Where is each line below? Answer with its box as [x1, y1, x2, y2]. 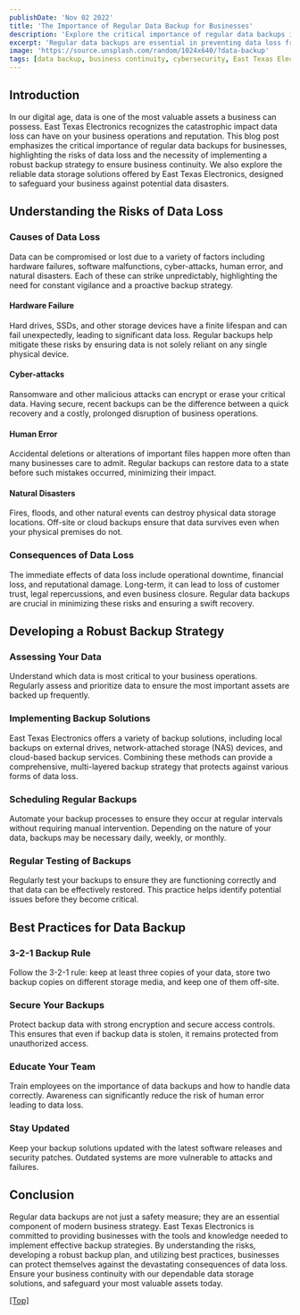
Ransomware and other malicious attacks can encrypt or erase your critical [9, 388, 286, 399]
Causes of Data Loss [9, 231, 101, 243]
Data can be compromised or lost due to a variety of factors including [9, 251, 265, 262]
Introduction [9, 88, 80, 103]
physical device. [9, 348, 70, 359]
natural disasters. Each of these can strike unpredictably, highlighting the [9, 270, 279, 281]
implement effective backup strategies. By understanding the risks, [9, 1240, 256, 1251]
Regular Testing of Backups [9, 854, 132, 867]
